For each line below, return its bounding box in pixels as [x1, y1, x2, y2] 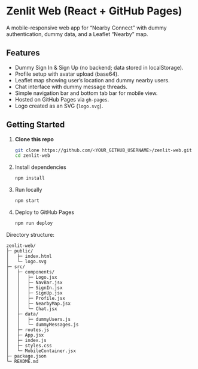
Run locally [14, 186, 42, 194]
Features [6, 48, 40, 58]
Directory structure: [6, 231, 55, 238]
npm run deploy [14, 221, 53, 227]
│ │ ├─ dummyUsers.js [6, 316, 71, 322]
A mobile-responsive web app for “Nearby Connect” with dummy [6, 24, 167, 31]
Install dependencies [14, 163, 67, 171]
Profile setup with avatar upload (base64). [14, 70, 120, 78]
